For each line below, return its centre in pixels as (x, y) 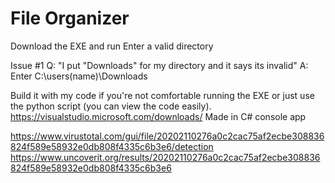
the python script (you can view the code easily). (111, 106)
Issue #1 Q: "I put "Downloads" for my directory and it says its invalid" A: (159, 65)
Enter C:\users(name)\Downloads (79, 76)
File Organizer (70, 18)
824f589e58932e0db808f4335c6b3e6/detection (112, 146)
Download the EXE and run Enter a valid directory (112, 46)
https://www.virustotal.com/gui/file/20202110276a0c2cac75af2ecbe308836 (167, 136)
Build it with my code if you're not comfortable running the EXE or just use (162, 95)
